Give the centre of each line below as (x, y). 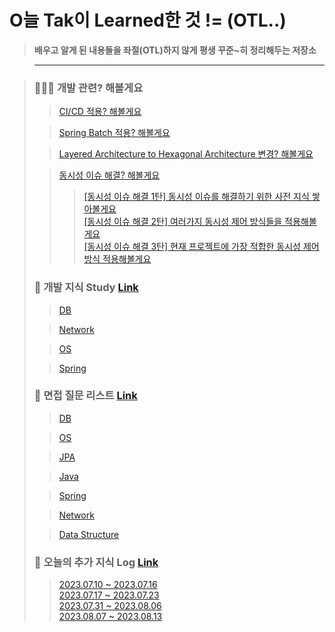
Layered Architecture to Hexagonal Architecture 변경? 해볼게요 (186, 154)
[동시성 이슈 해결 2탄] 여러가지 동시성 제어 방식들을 (183, 222)
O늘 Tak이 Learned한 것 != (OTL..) (148, 20)
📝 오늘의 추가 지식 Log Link (96, 562)
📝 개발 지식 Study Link (86, 288)
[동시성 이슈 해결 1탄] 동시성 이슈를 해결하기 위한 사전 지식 (196, 197)
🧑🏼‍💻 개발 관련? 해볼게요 (88, 88)
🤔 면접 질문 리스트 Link (85, 396)
